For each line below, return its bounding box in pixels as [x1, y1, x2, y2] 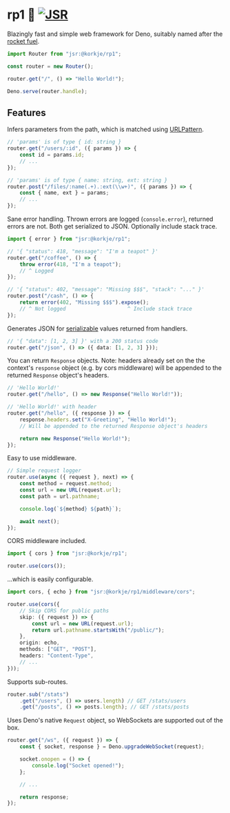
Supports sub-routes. [7, 677, 68, 686]
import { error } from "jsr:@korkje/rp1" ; [7, 235, 131, 242]
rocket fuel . [7, 37, 40, 45]
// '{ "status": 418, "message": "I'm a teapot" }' [7, 248, 158, 255]
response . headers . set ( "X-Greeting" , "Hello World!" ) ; [19, 416, 177, 423]
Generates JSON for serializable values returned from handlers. [7, 324, 188, 333]
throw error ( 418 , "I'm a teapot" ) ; [19, 261, 122, 268]
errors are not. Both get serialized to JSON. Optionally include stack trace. [7, 222, 218, 231]
